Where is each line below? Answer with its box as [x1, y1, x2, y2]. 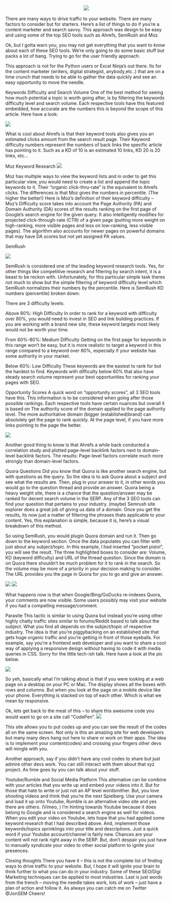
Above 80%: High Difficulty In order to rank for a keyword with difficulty [5, 310, 158, 316]
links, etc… [5, 153, 28, 158]
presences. [5, 847, 29, 854]
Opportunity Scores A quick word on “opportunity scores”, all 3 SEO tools [5, 390, 161, 395]
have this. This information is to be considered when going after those [5, 395, 154, 401]
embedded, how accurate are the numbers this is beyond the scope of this [5, 105, 163, 112]
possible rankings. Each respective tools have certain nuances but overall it [5, 400, 165, 406]
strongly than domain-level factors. [5, 458, 80, 464]
